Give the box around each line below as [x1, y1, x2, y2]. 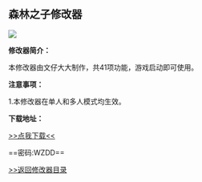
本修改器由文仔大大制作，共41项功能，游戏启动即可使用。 [8, 63, 199, 72]
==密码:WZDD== [8, 148, 65, 157]
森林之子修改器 [8, 7, 83, 22]
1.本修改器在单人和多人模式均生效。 [8, 96, 126, 106]
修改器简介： [8, 45, 50, 55]
